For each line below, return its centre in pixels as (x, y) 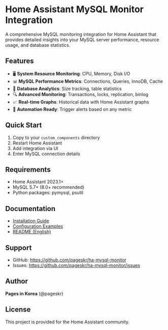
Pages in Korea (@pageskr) (34, 293)
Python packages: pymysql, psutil (48, 193)
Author (16, 281)
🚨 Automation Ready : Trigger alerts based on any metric (72, 109)
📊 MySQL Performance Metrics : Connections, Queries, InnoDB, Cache (88, 81)
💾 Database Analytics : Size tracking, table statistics (67, 88)
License (18, 309)
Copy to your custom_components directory (56, 137)
